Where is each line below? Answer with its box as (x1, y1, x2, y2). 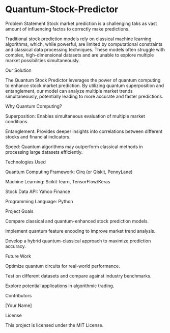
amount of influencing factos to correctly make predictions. (5, 25, 130, 32)
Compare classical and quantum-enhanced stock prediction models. (5, 218, 149, 224)
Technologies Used (5, 159, 46, 165)
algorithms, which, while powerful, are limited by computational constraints (5, 41, 163, 47)
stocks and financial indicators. (5, 133, 71, 140)
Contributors (5, 292, 32, 298)
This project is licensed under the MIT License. (5, 322, 104, 328)
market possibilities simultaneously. (5, 57, 80, 63)
